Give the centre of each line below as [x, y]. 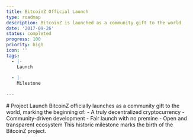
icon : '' [17, 50]
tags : [13, 56]
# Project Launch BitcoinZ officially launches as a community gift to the [93, 106]
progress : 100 [24, 39]
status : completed [29, 34]
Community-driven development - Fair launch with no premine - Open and [97, 118]
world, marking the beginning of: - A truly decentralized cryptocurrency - [95, 112]
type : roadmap [24, 17]
